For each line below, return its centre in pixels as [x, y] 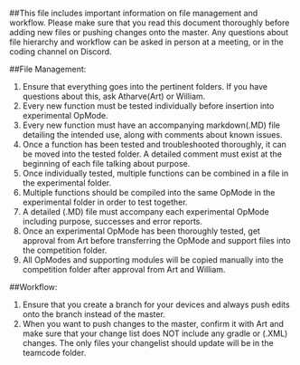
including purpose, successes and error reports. [112, 221]
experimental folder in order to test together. [105, 202]
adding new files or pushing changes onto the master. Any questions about [149, 32]
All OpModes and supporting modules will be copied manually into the [153, 260]
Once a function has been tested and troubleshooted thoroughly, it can [154, 144]
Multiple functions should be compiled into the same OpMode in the [149, 192]
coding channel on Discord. [61, 52]
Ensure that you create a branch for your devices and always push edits [156, 304]
